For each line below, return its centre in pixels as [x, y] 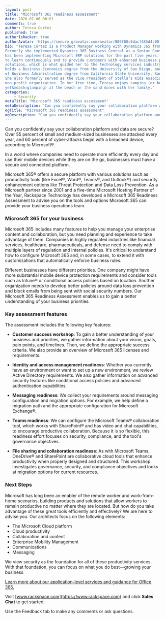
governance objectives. [36, 442]
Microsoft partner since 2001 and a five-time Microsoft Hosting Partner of [80, 190]
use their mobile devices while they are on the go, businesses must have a [80, 159]
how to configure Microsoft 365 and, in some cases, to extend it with [75, 255]
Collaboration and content [39, 536]
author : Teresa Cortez [28, 28]
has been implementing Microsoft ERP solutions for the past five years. [82, 55]
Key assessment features [36, 314]
